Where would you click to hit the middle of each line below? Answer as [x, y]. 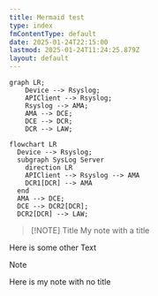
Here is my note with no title [60, 282]
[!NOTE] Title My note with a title [90, 230]
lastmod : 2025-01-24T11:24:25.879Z [75, 50]
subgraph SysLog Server [60, 160]
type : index [31, 26]
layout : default [39, 58]
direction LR [49, 168]
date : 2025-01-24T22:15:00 [59, 42]
